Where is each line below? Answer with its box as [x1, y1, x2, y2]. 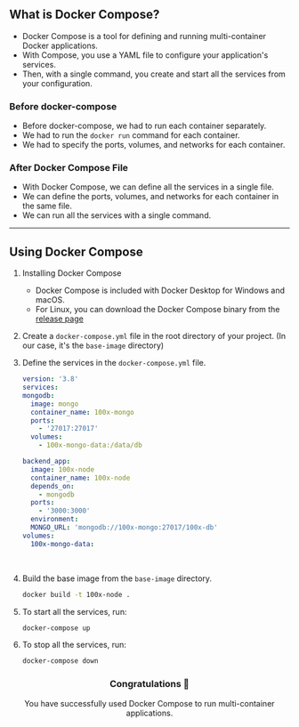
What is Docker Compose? [9, 7, 160, 22]
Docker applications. [21, 40, 98, 51]
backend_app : [21, 457, 71, 466]
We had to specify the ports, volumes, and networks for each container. [21, 140, 286, 150]
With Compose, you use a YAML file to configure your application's [21, 49, 269, 61]
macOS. [35, 295, 65, 305]
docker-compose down [21, 657, 99, 666]
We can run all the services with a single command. [21, 210, 212, 221]
